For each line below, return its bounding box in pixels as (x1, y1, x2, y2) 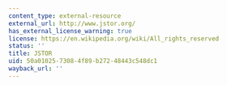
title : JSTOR (8, 49, 53, 57)
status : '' (8, 42, 45, 50)
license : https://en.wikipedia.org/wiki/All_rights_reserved (8, 34, 220, 43)
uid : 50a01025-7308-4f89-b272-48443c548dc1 (8, 57, 158, 66)
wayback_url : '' (8, 65, 63, 73)
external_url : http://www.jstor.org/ (8, 19, 136, 28)
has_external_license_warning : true (8, 27, 132, 35)
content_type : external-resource (8, 11, 122, 20)
